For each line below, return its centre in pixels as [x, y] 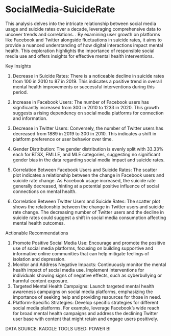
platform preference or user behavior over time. [63, 139]
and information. [30, 118]
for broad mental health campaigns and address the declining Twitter [85, 313]
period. [20, 92]
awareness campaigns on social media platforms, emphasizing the [83, 292]
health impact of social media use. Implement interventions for [78, 270]
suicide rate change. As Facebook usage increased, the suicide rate [84, 180]
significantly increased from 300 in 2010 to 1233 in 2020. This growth [86, 107]
